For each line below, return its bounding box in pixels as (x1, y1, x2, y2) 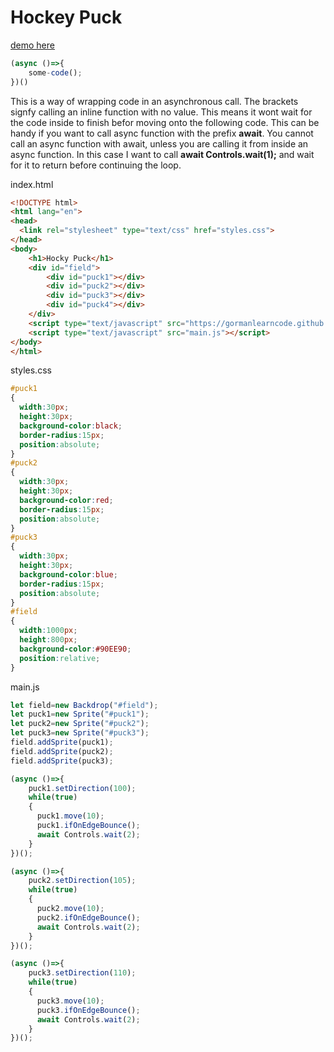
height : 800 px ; (19, 635, 78, 645)
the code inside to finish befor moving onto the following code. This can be (10, 116, 320, 128)
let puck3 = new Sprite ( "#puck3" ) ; (10, 728, 150, 738)
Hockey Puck (10, 6, 123, 29)
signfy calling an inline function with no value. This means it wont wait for (10, 106, 313, 118)
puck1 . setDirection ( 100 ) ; (28, 783, 137, 793)
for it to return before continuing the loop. (10, 159, 182, 171)
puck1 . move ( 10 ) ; (36, 811, 105, 821)
